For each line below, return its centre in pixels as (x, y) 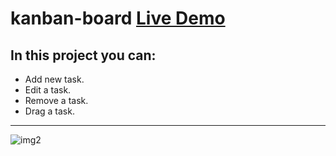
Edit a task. (48, 90)
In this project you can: (83, 55)
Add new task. (54, 79)
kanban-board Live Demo (118, 18)
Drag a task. (49, 111)
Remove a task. (56, 100)
